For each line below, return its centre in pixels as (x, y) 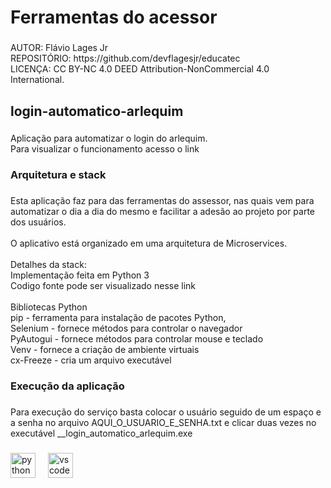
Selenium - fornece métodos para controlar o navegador (126, 328)
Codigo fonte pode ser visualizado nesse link (103, 286)
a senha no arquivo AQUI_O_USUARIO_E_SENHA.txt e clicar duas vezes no (163, 423)
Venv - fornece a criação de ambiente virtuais (105, 350)
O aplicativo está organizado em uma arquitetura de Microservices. (149, 243)
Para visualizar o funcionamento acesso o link (105, 149)
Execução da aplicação (67, 386)
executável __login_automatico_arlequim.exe (101, 433)
